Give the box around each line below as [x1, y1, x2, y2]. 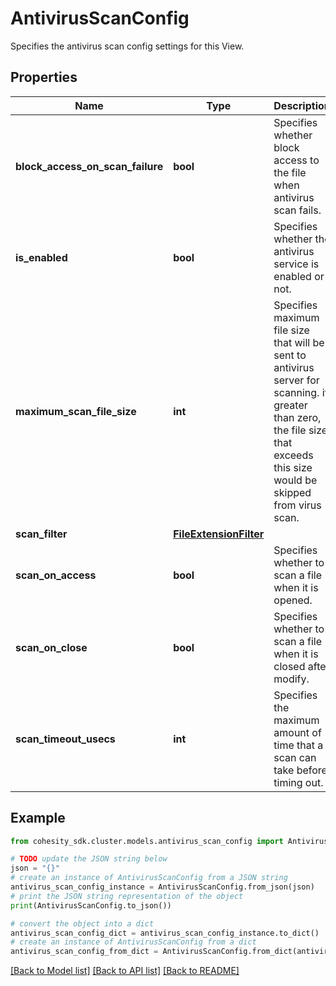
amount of [273, 725, 322, 739]
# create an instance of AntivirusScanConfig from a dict [10, 937, 257, 947]
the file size [273, 423, 328, 437]
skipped [273, 485, 312, 499]
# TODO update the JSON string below [10, 854, 168, 864]
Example [10, 810, 66, 827]
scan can [273, 750, 317, 764]
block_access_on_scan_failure [15, 159, 164, 173]
